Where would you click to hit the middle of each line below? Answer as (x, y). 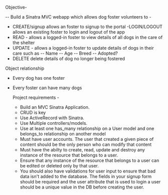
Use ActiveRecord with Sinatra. (52, 118)
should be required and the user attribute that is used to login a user (90, 182)
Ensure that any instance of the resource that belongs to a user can (90, 160)
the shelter (24, 43)
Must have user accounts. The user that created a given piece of (87, 139)
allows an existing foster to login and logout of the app (69, 32)
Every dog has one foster (39, 78)
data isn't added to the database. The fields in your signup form (86, 176)
